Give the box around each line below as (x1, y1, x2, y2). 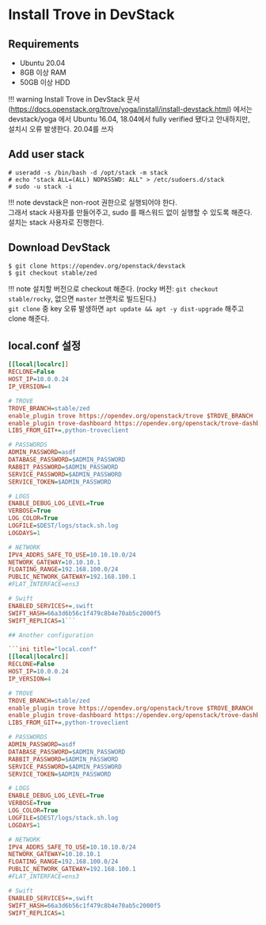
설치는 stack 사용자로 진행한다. (8, 217, 104, 227)
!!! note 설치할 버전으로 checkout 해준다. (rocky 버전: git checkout (8, 283, 219, 293)
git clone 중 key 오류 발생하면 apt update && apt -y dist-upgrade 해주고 (8, 303, 245, 313)
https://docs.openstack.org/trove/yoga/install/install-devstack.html (10, 105, 230, 114)
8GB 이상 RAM (19, 67, 67, 77)
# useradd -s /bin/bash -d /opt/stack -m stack (8, 168, 169, 176)
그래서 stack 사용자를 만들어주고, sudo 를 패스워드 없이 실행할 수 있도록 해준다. (8, 207, 253, 217)
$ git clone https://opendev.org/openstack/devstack (8, 262, 186, 270)
